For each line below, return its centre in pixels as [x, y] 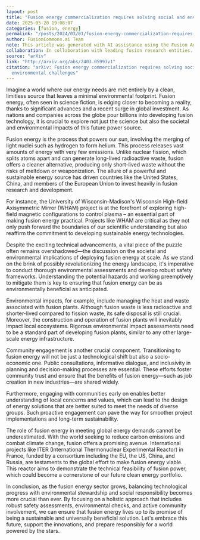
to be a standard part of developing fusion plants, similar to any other [91, 332]
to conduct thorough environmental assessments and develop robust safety [99, 270]
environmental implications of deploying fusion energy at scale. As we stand [100, 258]
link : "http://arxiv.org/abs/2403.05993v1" [61, 61]
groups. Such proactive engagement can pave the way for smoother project [99, 413]
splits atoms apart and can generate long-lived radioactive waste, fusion [95, 158]
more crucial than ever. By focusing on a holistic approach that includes [94, 499]
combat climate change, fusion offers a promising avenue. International [93, 443]
